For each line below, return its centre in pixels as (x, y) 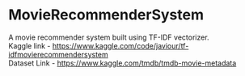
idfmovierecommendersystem (59, 54)
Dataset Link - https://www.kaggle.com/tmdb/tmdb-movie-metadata (122, 63)
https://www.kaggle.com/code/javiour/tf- (120, 45)
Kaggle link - (30, 45)
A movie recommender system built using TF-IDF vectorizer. (109, 37)
